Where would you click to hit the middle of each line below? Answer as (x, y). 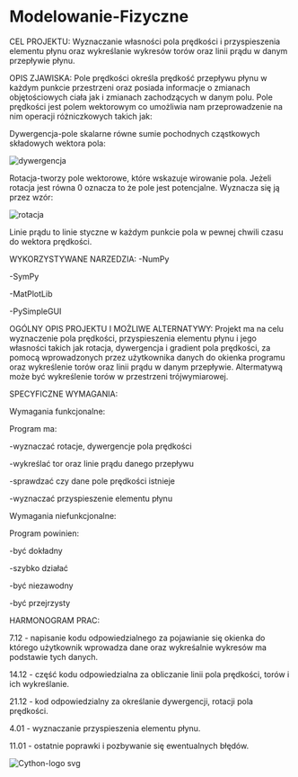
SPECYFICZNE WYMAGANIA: (64, 394)
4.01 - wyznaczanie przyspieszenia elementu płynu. (105, 728)
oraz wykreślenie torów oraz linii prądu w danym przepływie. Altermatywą (146, 367)
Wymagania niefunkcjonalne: (63, 515)
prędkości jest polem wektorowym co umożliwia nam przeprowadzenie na (146, 106)
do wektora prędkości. (51, 241)
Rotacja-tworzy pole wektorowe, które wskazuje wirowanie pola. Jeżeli (140, 178)
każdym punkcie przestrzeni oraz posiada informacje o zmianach (130, 87)
